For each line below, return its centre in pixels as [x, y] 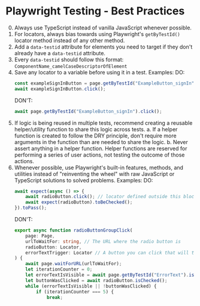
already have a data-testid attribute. [60, 53]
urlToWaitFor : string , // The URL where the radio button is [103, 241]
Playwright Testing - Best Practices [95, 11]
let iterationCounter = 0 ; [59, 269]
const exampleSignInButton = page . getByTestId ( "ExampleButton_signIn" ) [105, 83]
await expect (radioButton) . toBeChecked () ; [79, 202]
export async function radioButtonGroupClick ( [73, 230]
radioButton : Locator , [54, 247]
